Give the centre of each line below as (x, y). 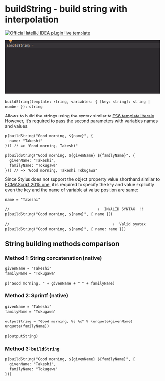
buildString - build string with (66, 9)
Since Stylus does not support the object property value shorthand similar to (82, 179)
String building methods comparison (62, 244)
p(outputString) (22, 336)
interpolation (32, 19)
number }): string (24, 107)
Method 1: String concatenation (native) (54, 258)
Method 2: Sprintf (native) (37, 296)
